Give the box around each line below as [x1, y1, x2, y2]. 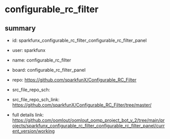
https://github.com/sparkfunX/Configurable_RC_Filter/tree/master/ [12, 102, 152, 108]
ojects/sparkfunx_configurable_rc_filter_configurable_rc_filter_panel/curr [12, 123, 165, 128]
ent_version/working [12, 128, 55, 134]
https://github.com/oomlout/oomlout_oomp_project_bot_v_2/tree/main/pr [12, 117, 165, 123]
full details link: [12, 112, 44, 118]
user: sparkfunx [12, 47, 46, 53]
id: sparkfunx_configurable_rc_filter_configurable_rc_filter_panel [12, 37, 147, 43]
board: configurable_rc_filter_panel [12, 67, 86, 73]
